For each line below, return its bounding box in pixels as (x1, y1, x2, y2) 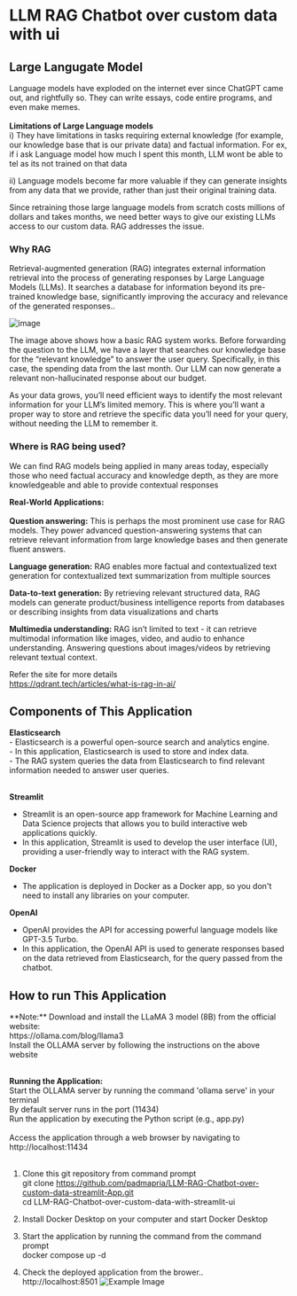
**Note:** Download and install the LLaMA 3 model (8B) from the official (9, 1011, 277, 1022)
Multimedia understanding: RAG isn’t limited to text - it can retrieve (9, 623, 257, 634)
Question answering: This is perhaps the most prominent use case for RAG (9, 515, 285, 526)
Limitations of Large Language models (9, 121, 153, 131)
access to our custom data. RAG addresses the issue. (9, 221, 205, 231)
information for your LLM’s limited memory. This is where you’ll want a (9, 400, 266, 410)
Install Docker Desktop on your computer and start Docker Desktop (21, 1214, 269, 1224)
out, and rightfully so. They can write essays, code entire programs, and (9, 92, 273, 103)
